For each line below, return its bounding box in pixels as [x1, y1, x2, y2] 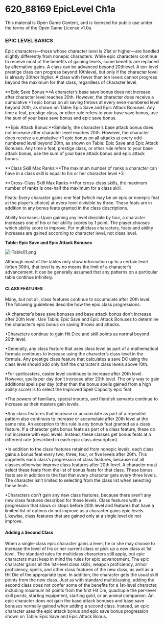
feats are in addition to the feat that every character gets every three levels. [5, 472, 158, 478]
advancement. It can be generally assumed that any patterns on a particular [5, 269, 158, 275]
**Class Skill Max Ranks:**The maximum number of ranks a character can [5, 165, 158, 171]
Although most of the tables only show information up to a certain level [5, 259, 148, 265]
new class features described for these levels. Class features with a [5, 498, 141, 503]
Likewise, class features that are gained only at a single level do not [5, 513, 141, 519]
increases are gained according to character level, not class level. [5, 230, 138, 236]
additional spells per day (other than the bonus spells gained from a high [5, 381, 151, 387]
